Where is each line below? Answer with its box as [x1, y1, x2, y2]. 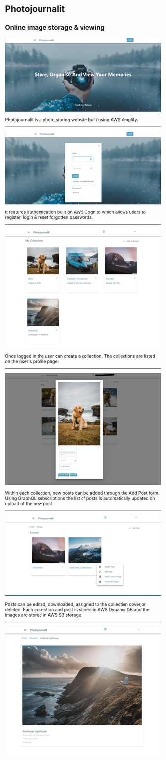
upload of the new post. [5, 501, 54, 507]
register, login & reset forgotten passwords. [5, 214, 93, 220]
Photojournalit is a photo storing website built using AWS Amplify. [5, 116, 138, 122]
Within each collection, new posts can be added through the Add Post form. [5, 490, 160, 496]
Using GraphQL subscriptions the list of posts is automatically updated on [5, 495, 155, 501]
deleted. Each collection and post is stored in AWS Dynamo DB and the [5, 607, 150, 613]
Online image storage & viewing [5, 23, 105, 32]
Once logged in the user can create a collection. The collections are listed [5, 353, 156, 359]
